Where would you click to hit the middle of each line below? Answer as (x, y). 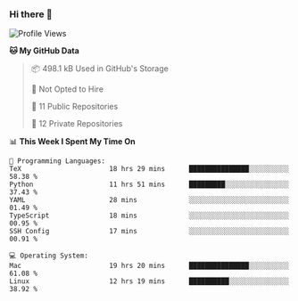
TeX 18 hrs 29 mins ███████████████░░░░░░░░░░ (149, 169)
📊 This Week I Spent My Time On (72, 142)
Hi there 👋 (31, 14)
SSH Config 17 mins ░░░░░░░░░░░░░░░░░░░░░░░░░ (149, 232)
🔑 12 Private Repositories (77, 124)
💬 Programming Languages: (57, 161)
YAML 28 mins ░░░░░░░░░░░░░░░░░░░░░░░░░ (149, 200)
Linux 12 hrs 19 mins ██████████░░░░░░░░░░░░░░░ (149, 281)
